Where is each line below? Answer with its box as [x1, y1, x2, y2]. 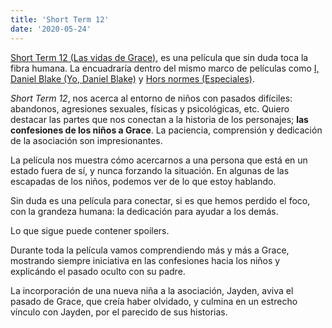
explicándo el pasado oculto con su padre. [10, 265, 186, 277]
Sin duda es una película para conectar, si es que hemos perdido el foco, [10, 194, 311, 206]
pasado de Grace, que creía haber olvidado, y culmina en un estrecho [10, 295, 298, 307]
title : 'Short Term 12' [10, 14, 110, 25]
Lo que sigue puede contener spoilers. [10, 224, 170, 236]
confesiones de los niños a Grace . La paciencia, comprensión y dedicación [10, 124, 323, 136]
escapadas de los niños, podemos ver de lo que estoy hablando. [10, 175, 277, 187]
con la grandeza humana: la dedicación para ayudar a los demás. [10, 205, 279, 217]
